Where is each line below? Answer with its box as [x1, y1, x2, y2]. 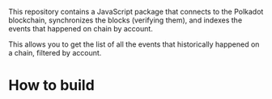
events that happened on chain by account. [8, 24, 154, 33]
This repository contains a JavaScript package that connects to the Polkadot [8, 7, 264, 16]
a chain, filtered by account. [8, 48, 102, 57]
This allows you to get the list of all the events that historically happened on [8, 39, 260, 49]
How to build [8, 76, 95, 95]
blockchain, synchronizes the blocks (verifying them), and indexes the [8, 15, 243, 25]
